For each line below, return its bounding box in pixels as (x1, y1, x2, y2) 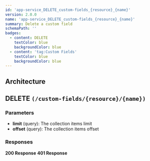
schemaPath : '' (5, 26, 37, 31)
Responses (5, 138, 33, 145)
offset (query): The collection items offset (12, 126, 99, 132)
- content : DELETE (9, 36, 48, 41)
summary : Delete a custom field (5, 21, 72, 27)
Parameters (5, 109, 34, 116)
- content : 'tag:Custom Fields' (9, 49, 77, 54)
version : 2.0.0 (5, 12, 37, 17)
